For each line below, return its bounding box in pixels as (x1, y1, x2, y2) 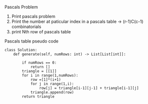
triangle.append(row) (30, 90, 74, 95)
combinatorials (11, 24, 42, 30)
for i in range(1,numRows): (22, 73, 78, 78)
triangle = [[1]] (22, 69, 57, 74)
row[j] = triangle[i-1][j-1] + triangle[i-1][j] (39, 86, 139, 90)
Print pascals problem (11, 14, 56, 19)
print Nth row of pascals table (11, 29, 71, 34)
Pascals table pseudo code (4, 38, 59, 44)
